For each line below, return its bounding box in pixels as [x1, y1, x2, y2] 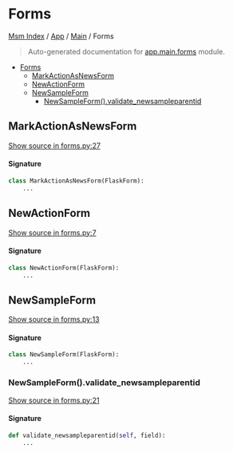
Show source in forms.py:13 [8, 315, 100, 324]
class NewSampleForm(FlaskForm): [8, 351, 120, 359]
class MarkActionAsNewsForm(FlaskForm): [8, 177, 145, 185]
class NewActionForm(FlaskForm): [8, 263, 120, 272]
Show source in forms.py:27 [8, 141, 101, 150]
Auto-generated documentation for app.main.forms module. [27, 46, 226, 56]
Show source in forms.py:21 [8, 395, 100, 405]
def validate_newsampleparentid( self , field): [8, 431, 166, 439]
